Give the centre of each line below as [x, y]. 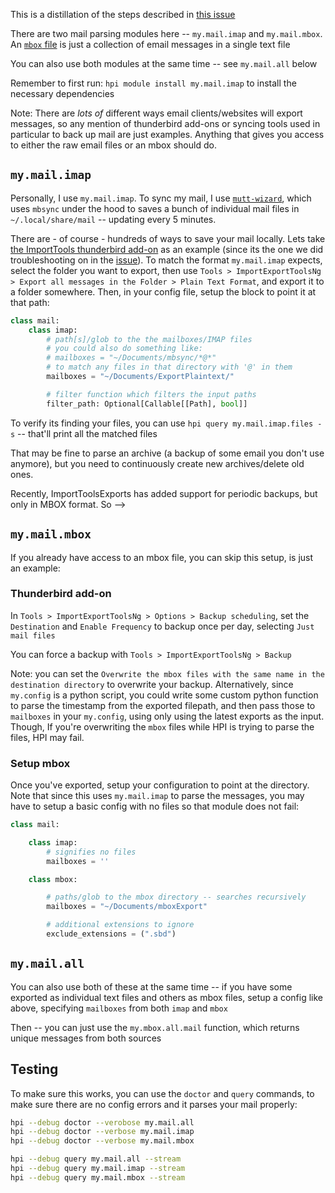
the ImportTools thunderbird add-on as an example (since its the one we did [167, 249]
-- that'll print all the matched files [87, 433]
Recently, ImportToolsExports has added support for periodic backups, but [164, 493]
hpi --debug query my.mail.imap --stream [98, 1169]
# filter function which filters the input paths [151, 394]
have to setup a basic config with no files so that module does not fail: [155, 806]
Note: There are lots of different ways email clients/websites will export [156, 113]
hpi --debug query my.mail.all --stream [96, 1159]
